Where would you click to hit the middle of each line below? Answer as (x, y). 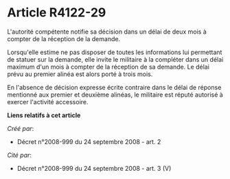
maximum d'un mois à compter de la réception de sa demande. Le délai (108, 67)
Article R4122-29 (57, 13)
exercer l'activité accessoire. (48, 102)
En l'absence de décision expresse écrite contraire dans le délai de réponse (114, 87)
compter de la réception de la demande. (64, 38)
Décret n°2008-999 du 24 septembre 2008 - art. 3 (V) (94, 168)
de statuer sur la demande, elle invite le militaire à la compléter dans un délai (115, 59)
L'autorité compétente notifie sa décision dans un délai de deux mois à (107, 32)
